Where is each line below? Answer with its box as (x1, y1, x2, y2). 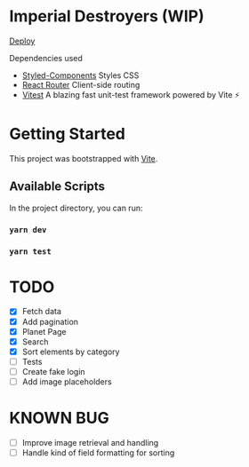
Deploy (9, 36, 36, 46)
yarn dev (9, 225, 47, 234)
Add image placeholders (21, 376, 113, 387)
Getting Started (9, 124, 126, 144)
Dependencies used (9, 52, 83, 63)
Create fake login (21, 366, 86, 376)
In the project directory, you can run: (9, 202, 143, 213)
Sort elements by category (21, 346, 120, 357)
